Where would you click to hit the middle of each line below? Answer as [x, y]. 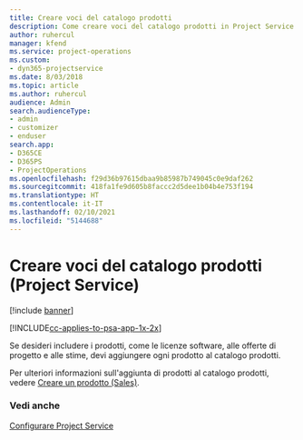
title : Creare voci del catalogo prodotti [91, 18]
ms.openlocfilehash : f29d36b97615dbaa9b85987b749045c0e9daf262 [132, 178]
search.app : [32, 145]
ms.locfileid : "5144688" [56, 220]
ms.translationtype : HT [54, 195]
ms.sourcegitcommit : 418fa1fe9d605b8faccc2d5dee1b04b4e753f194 [132, 187]
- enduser [28, 136]
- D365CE [26, 153]
